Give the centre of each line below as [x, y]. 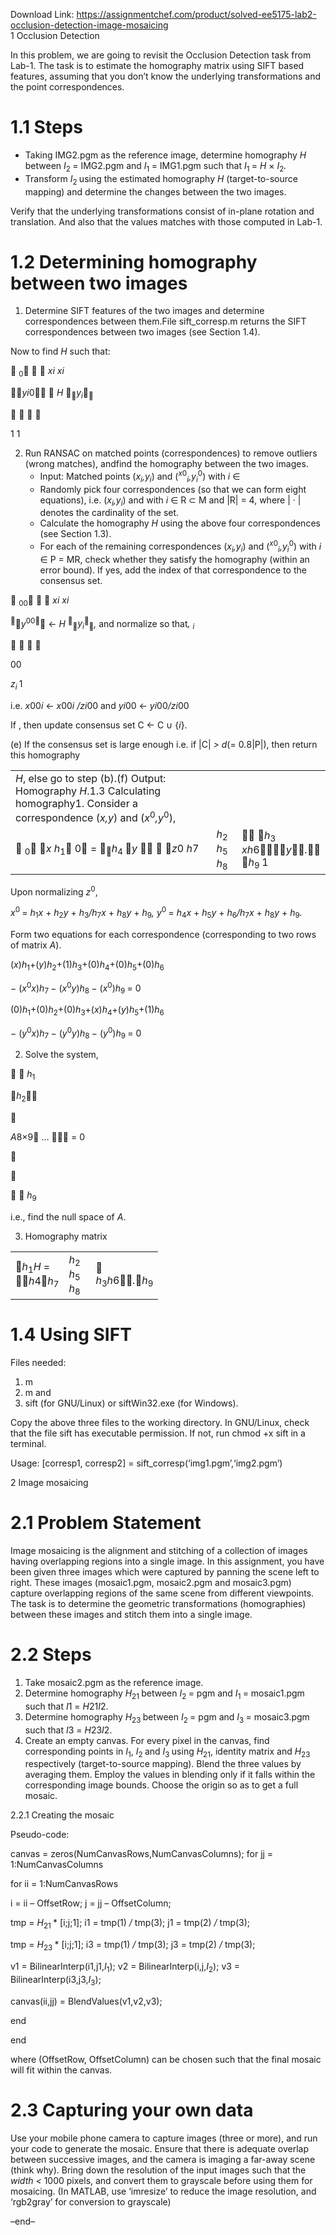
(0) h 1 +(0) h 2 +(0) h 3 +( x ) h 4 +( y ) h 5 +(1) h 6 [87, 1011]
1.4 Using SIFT [71, 1335]
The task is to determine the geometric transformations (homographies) [158, 1604]
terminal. [28, 1444]
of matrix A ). [36, 945]
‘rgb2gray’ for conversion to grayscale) [91, 2201]
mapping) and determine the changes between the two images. [155, 191]
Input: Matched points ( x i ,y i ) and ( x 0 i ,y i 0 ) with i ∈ [140, 476]
